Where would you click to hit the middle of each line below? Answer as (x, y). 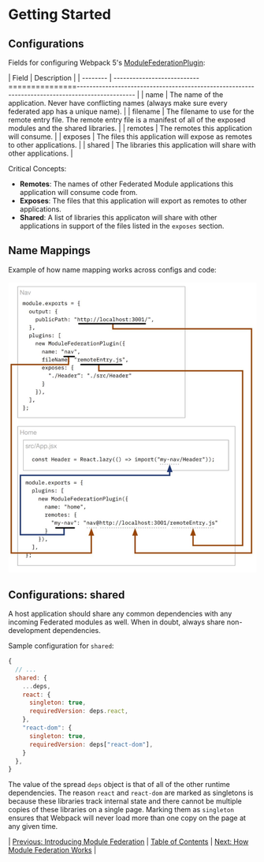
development (30, 631)
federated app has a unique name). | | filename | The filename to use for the (131, 111)
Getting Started (60, 15)
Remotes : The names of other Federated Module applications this (126, 184)
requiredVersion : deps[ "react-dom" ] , (91, 744)
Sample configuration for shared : (61, 646)
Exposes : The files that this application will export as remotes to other (133, 201)
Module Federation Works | (52, 850)
